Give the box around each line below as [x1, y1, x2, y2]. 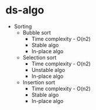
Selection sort [22, 54, 57, 61]
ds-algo [5, 4, 44, 17]
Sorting [13, 23, 32, 30]
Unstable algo [31, 66, 66, 73]
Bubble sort [22, 29, 51, 36]
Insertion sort [22, 78, 56, 85]
